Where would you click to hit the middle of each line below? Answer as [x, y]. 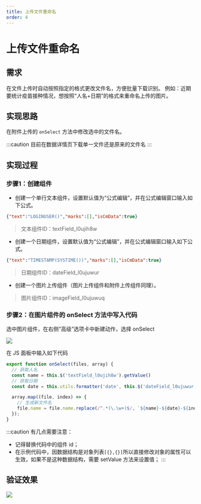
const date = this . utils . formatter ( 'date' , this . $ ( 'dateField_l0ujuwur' [104, 386]
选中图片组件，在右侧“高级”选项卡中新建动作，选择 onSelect [80, 329]
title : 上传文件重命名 [31, 12]
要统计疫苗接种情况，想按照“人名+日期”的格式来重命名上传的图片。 [89, 96]
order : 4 [17, 17]
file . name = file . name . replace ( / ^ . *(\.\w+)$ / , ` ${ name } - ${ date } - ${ [103, 408]
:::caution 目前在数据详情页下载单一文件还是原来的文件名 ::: [79, 145]
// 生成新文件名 [34, 403]
